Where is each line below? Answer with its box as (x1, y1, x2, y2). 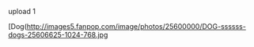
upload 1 (8, 7, 36, 16)
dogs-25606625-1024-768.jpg (8, 31, 108, 39)
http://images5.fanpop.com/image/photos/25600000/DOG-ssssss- (26, 22, 247, 31)
